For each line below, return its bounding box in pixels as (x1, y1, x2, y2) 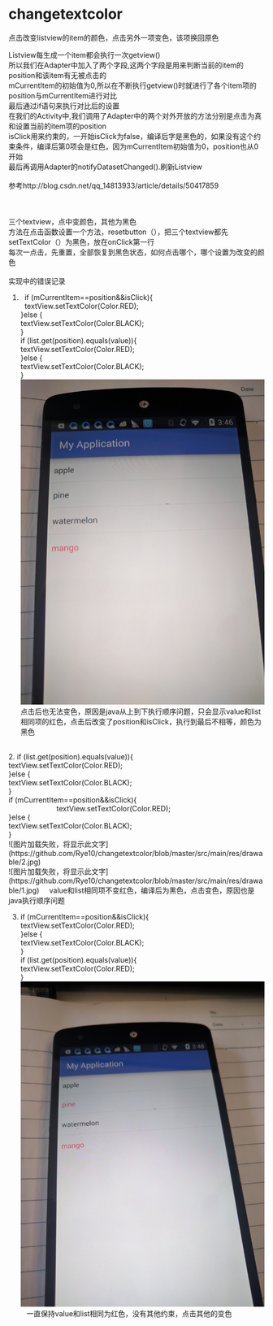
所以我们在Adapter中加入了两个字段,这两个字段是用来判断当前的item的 (8, 60, 244, 70)
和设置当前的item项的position (8, 121, 107, 131)
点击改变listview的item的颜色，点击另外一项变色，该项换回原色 (8, 33, 219, 42)
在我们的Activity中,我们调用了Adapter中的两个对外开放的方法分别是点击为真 (8, 111, 262, 120)
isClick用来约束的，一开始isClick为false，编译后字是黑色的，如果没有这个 (8, 131, 254, 141)
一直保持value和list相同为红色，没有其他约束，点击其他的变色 (26, 1309, 232, 1319)
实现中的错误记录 (8, 276, 66, 285)
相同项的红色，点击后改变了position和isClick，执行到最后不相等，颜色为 (19, 717, 262, 727)
